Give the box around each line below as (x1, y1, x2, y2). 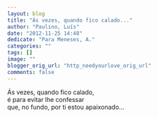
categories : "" (7, 43, 52, 50)
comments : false (7, 68, 55, 75)
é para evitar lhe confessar (7, 95, 85, 103)
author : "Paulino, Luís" (7, 23, 80, 30)
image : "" (7, 56, 36, 63)
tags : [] (7, 50, 33, 57)
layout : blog (7, 10, 45, 17)
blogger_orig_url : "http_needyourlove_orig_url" (7, 62, 152, 69)
